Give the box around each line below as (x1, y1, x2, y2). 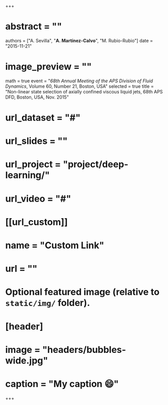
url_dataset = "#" (5, 112, 81, 124)
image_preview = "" (5, 61, 92, 73)
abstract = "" (5, 21, 62, 32)
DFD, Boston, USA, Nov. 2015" (5, 94, 69, 100)
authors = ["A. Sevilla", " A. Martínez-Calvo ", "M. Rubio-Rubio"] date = (5, 37, 153, 43)
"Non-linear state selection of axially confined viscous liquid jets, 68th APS (5, 88, 163, 94)
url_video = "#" (5, 193, 71, 204)
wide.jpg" (5, 354, 49, 366)
